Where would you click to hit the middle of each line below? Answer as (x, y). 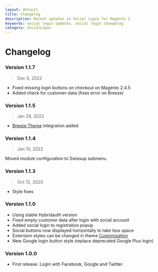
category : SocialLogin (28, 28)
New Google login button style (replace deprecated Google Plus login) (83, 241)
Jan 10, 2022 (30, 149)
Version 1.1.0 (20, 204)
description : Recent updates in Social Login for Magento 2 (68, 19)
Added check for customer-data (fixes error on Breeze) (68, 93)
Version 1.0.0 (21, 253)
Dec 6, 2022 (30, 78)
